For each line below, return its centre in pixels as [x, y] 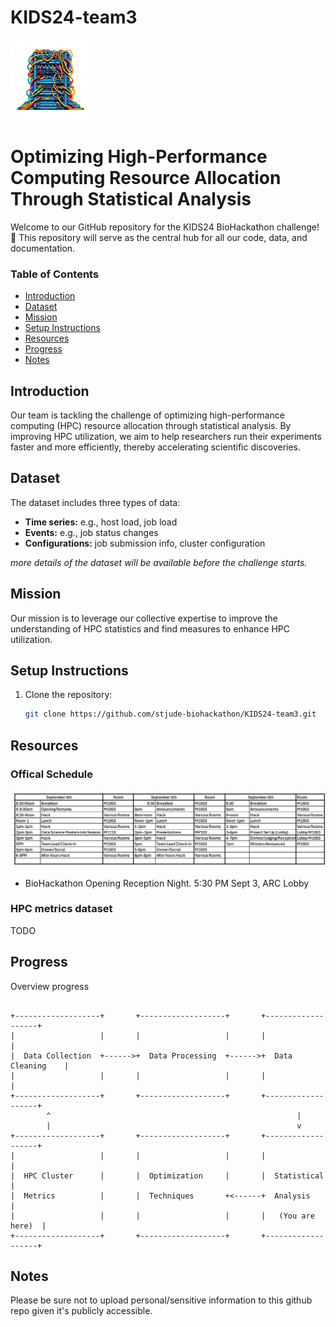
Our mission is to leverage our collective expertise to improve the [144, 618]
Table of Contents [55, 274]
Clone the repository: [68, 695]
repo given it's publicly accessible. [81, 1311]
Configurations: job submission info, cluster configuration [145, 543]
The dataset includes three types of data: [95, 502]
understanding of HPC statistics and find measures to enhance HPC [150, 628]
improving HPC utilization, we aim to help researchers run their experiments [166, 436]
